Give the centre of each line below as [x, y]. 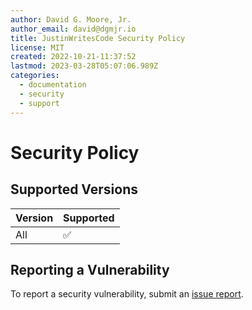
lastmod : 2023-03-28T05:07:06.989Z [84, 66]
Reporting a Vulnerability [90, 269]
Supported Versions [74, 189]
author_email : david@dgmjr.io [73, 29]
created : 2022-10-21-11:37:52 [73, 57]
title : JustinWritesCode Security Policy [98, 38]
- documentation [53, 85]
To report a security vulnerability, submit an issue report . [127, 294]
